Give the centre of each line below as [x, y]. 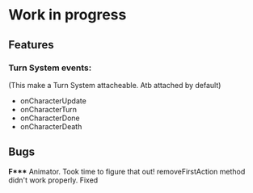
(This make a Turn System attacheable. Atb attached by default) [115, 85]
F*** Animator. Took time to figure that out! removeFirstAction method [127, 171]
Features [31, 45]
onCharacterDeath [51, 126]
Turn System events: [50, 68]
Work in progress [67, 15]
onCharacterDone [50, 118]
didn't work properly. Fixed [53, 180]
